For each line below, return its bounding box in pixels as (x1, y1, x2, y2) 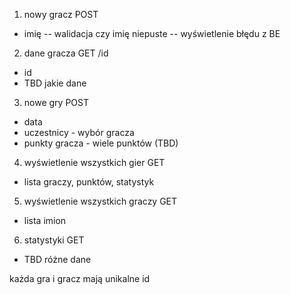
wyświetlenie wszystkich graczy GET (23, 195, 178, 207)
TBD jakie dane (23, 77, 87, 89)
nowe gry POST (23, 97, 89, 108)
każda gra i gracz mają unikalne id (9, 273, 151, 284)
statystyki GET (23, 234, 85, 246)
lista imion (23, 215, 67, 226)
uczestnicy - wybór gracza (23, 127, 135, 138)
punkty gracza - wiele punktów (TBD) (23, 137, 179, 149)
